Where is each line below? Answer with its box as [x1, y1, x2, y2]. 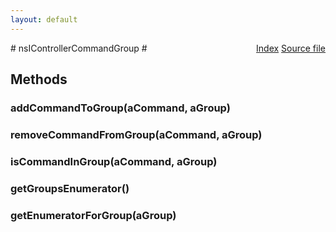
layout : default [10, 14, 78, 25]
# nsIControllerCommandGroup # [10, 42, 148, 54]
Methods [10, 71, 68, 88]
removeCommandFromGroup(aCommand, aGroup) [10, 127, 263, 141]
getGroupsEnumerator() [10, 181, 130, 195]
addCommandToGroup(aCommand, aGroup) [10, 101, 231, 115]
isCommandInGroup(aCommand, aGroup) [10, 154, 218, 168]
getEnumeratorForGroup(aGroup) [10, 208, 177, 222]
